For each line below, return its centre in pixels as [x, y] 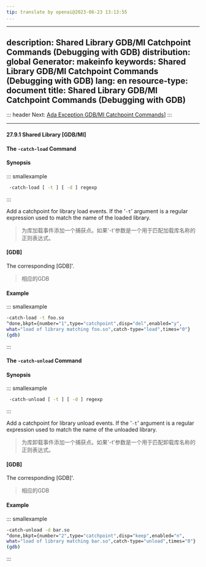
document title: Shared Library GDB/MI [82, 90]
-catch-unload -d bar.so [38, 530]
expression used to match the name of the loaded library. [79, 218]
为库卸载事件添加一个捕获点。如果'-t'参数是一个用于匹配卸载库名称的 [109, 443]
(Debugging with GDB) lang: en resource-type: [97, 81]
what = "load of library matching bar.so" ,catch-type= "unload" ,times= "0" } [101, 541]
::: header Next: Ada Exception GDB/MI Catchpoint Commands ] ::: [89, 115]
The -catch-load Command [41, 148]
